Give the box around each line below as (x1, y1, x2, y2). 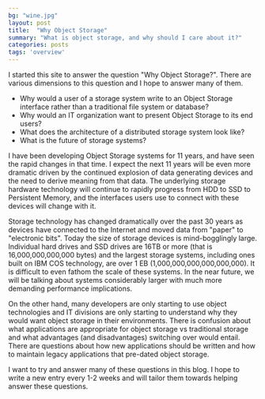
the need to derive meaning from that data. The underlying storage (8, 176, 226, 186)
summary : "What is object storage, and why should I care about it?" (8, 33, 243, 42)
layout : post (8, 19, 51, 27)
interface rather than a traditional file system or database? (19, 102, 210, 111)
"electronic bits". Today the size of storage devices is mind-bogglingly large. (8, 234, 258, 243)
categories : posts (8, 41, 69, 49)
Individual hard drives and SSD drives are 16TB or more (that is (8, 242, 213, 251)
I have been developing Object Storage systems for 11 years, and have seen (8, 151, 255, 160)
